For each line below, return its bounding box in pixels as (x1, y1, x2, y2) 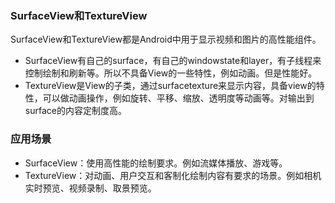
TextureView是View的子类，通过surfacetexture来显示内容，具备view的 (24, 80, 317, 92)
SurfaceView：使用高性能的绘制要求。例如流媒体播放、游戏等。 (24, 157, 288, 169)
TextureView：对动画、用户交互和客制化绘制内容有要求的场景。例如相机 (24, 169, 322, 181)
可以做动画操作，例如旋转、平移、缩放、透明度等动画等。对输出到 (42, 92, 315, 104)
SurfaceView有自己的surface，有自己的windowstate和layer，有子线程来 (24, 55, 322, 67)
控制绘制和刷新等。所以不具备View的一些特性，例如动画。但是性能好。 (24, 67, 318, 79)
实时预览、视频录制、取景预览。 (24, 182, 157, 194)
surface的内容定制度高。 (24, 105, 127, 117)
